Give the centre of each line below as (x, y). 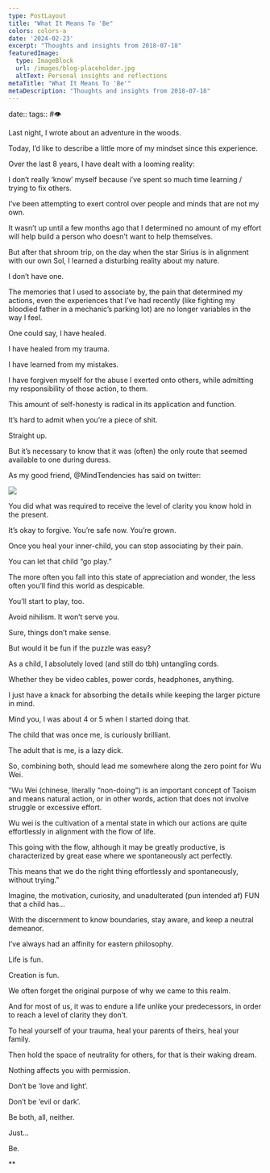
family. (19, 1039)
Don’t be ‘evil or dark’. (44, 1102)
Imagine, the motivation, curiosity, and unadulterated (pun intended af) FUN (134, 896)
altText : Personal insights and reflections (91, 76)
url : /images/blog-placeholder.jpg (75, 69)
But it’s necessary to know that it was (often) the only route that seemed (128, 451)
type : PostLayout (37, 16)
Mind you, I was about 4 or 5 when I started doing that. (100, 719)
